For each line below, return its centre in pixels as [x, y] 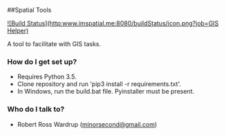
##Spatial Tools [29, 10]
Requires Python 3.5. [47, 77]
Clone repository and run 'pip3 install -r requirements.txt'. [99, 84]
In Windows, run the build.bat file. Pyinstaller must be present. [106, 92]
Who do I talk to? [36, 110]
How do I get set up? [42, 61]
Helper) [18, 31]
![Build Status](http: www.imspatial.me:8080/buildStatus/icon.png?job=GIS [113, 23]
